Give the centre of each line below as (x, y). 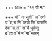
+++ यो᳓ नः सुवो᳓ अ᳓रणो (25, 17)
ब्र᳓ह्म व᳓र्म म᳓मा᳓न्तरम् (22, 33)
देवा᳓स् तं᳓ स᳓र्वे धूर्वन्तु (22, 28)
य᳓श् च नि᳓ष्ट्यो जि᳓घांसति (26, 22)
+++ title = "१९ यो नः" (25, 7)
